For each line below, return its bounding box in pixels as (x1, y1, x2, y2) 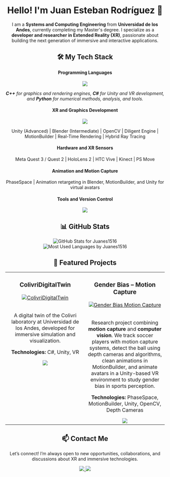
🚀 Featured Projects (53, 258, 117, 267)
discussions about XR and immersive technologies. (32, 456, 138, 462)
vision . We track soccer (96, 332, 153, 339)
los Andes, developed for (15, 324, 75, 331)
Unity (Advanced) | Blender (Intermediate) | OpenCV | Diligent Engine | (11, 128, 159, 134)
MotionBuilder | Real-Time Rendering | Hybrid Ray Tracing (24, 133, 146, 139)
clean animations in (102, 357, 148, 364)
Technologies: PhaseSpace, (91, 393, 159, 401)
